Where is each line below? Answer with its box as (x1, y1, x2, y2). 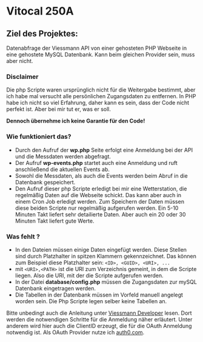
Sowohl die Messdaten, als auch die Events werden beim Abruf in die (15, 172, 188, 179)
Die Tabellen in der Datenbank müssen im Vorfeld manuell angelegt (15, 291, 184, 298)
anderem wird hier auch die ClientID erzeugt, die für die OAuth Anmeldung (6, 322, 192, 329)
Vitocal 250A (6, 4, 74, 18)
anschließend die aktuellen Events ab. (15, 166, 110, 173)
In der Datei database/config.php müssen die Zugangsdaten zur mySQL (15, 278, 197, 286)
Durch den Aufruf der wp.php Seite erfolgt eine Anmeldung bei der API (15, 146, 193, 153)
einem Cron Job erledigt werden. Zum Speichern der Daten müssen (15, 198, 185, 205)
